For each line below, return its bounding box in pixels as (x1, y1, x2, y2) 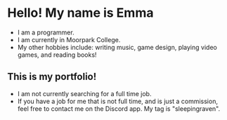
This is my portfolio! (7, 71, 97, 83)
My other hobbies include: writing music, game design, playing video (17, 43, 218, 51)
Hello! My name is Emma (7, 5, 154, 21)
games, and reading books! (17, 51, 97, 59)
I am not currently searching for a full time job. (17, 89, 152, 98)
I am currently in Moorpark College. (17, 35, 121, 44)
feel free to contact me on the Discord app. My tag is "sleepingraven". (17, 104, 220, 113)
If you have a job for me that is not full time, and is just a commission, (17, 97, 218, 105)
